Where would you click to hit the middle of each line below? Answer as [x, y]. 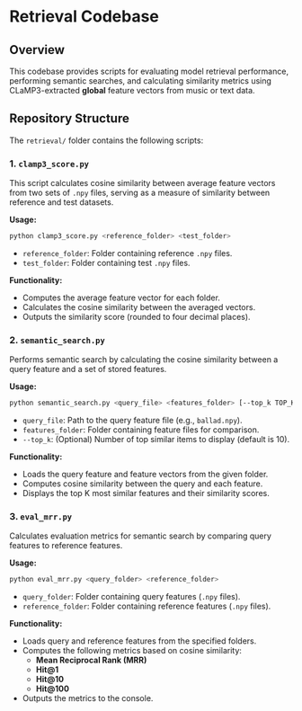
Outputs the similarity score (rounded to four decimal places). [136, 316]
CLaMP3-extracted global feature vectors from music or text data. [132, 90]
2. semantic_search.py [57, 340]
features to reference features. [66, 546]
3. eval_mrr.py [41, 517]
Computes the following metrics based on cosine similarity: [132, 651]
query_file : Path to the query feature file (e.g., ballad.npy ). [132, 421]
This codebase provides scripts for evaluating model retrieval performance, [149, 71]
